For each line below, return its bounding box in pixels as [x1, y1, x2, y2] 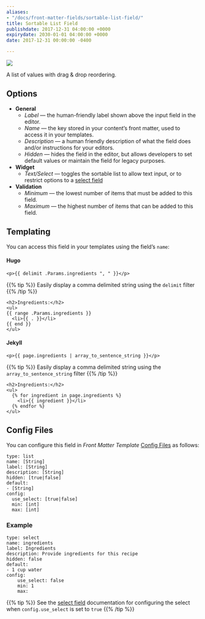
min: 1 [17, 583, 34, 589]
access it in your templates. [24, 131, 94, 138]
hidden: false [6, 556, 43, 563]
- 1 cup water [6, 567, 43, 573]
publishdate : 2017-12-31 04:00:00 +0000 [6, 26, 111, 32]
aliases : [6, 9, 29, 15]
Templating [6, 227, 51, 237]
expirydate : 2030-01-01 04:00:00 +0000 [6, 32, 108, 38]
